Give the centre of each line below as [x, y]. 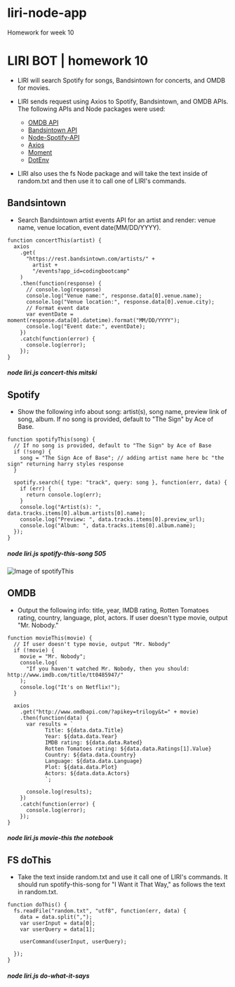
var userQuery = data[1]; [58, 929]
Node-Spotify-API [54, 137]
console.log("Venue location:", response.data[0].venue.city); [120, 302]
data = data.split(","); [56, 917]
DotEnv [39, 160]
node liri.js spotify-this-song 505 [57, 553]
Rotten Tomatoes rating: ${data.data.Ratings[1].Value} [128, 749]
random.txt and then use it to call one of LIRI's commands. [102, 181]
